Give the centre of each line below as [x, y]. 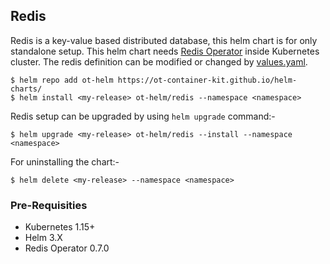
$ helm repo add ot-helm [62, 80]
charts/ [26, 89]
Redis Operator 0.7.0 [67, 248]
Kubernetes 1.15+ [60, 227]
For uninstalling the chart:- [65, 161]
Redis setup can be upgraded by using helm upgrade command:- [143, 116]
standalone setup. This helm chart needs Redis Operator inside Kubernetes [165, 51]
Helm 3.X [43, 238]
